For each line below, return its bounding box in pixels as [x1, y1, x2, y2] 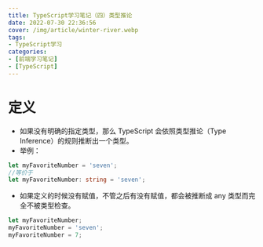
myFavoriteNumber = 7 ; [8, 231, 82, 239]
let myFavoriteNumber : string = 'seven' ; [8, 176, 146, 184]
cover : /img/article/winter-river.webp [8, 26, 139, 34]
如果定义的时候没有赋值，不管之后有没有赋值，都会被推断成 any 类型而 [19, 191, 249, 201]
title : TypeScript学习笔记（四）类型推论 [8, 11, 133, 20]
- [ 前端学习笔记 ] [8, 56, 58, 64]
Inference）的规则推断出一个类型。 [19, 136, 133, 145]
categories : [8, 48, 47, 56]
